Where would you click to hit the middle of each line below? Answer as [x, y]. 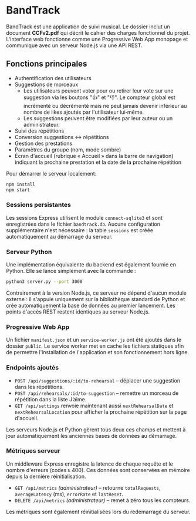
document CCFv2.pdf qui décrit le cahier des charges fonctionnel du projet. [98, 32]
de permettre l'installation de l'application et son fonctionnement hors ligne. [98, 352]
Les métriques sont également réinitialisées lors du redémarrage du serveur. [98, 512]
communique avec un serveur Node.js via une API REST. [74, 45]
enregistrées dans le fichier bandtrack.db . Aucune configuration [83, 224]
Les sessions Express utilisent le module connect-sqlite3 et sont [85, 217]
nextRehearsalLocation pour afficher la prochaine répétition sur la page [101, 412]
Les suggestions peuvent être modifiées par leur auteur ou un [98, 118]
